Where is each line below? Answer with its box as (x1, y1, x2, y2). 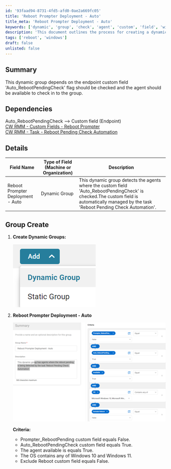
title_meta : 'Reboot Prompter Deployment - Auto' (5, 19, 113, 24)
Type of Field (43, 159, 72, 165)
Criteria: (12, 426, 31, 432)
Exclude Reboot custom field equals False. (20, 458, 109, 464)
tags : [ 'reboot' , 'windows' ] (5, 35, 67, 40)
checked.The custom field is (78, 193, 138, 199)
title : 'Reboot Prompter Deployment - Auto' (5, 13, 101, 19)
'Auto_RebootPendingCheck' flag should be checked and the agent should (5, 84, 161, 90)
